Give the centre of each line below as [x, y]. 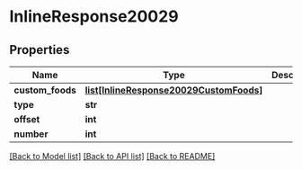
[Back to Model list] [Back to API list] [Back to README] [112, 156]
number [31, 134]
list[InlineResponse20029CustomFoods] [174, 90]
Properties [40, 50]
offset [27, 119]
